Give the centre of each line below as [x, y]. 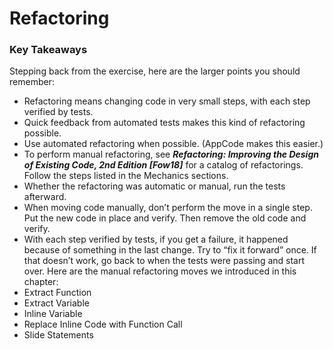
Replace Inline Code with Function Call [103, 324]
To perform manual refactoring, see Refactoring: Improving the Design [171, 154]
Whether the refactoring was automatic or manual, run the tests [154, 186]
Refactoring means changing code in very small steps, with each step [167, 101]
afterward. [45, 197]
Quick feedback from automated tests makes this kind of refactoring [164, 123]
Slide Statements [58, 335]
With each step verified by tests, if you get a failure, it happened [156, 239]
